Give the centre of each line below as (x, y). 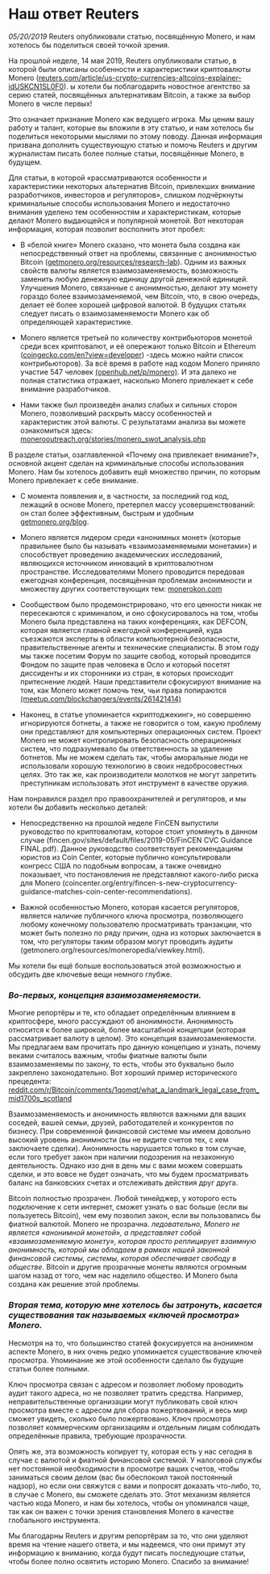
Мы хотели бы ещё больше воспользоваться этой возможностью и (125, 965)
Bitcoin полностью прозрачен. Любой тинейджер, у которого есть (123, 1199)
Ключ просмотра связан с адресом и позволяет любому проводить (126, 1384)
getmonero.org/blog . (54, 521)
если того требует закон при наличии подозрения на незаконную (122, 1157)
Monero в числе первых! (50, 103)
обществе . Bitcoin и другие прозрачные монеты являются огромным (128, 1267)
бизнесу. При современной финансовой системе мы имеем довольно (130, 1132)
